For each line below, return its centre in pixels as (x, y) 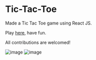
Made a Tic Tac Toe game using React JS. (48, 23)
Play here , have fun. (26, 32)
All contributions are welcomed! (38, 42)
